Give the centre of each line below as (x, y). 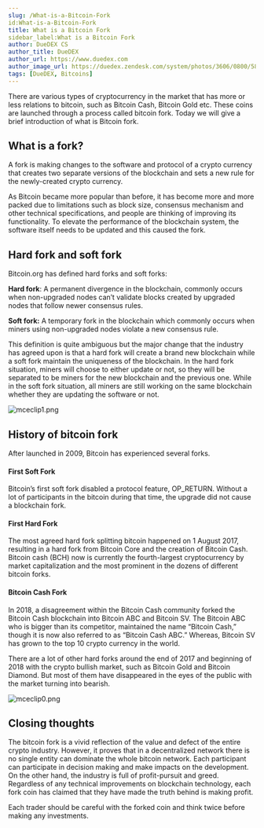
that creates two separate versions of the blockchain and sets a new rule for (132, 173)
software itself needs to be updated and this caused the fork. (107, 230)
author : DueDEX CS (38, 45)
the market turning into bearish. (59, 683)
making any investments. (48, 816)
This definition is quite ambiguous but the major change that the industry (126, 344)
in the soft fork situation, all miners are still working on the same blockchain (130, 387)
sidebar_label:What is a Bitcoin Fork (71, 37)
